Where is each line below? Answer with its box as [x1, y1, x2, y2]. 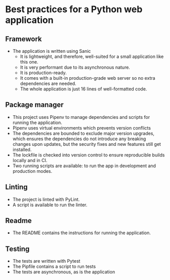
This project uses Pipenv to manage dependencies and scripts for [12, 114, 150, 120]
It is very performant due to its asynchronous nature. [20, 65, 131, 70]
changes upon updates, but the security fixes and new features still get [12, 141, 161, 147]
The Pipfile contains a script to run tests [12, 263, 96, 270]
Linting [5, 183, 28, 192]
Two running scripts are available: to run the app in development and [12, 163, 156, 169]
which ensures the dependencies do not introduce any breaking [12, 136, 146, 142]
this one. [20, 59, 39, 65]
